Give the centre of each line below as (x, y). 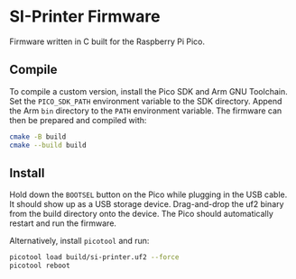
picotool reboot (40, 266)
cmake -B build (38, 137)
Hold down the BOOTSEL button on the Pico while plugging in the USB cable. (148, 194)
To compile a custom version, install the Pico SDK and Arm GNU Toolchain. (148, 91)
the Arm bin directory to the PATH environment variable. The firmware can (146, 111)
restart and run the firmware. (63, 223)
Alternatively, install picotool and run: (79, 241)
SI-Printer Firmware (85, 17)
